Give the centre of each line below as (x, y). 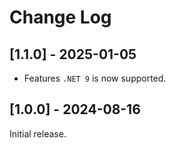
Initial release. (38, 133)
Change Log (60, 17)
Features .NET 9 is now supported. (95, 78)
